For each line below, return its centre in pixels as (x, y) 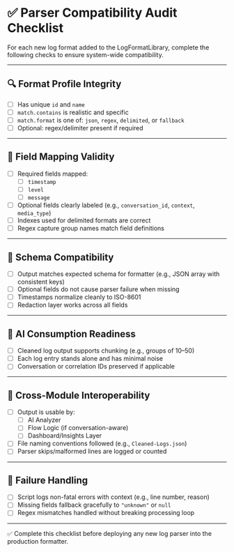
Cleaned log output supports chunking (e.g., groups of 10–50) (106, 351)
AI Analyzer (44, 420)
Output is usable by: (46, 412)
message (39, 198)
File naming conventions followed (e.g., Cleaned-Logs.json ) (102, 443)
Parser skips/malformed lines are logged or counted (92, 452)
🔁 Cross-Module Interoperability (79, 395)
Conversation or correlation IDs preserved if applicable (96, 367)
